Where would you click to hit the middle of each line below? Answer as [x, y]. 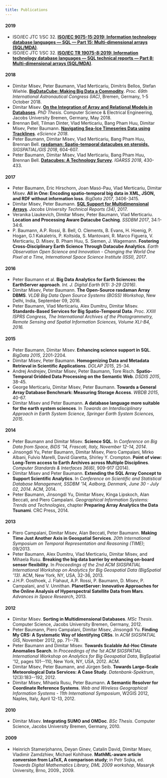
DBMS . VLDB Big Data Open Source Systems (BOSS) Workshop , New [84, 296]
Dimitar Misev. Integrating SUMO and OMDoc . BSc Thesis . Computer [84, 721]
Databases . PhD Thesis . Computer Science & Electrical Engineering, [83, 112]
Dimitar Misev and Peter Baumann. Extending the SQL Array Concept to [87, 473]
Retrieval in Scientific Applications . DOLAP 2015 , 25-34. [71, 366]
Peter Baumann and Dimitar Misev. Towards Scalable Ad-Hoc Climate [84, 646]
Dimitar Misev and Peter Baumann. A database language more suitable [86, 403]
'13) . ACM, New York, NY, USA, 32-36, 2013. [58, 575]
